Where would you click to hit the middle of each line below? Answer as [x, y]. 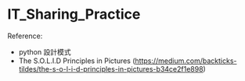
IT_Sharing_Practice [74, 14]
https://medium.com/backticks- [186, 61]
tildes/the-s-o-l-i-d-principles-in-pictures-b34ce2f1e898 [111, 69]
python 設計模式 [45, 51]
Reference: [25, 36]
